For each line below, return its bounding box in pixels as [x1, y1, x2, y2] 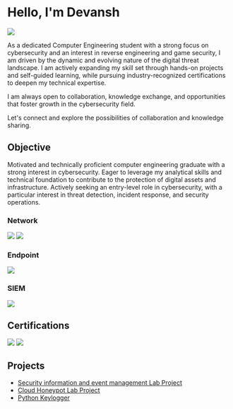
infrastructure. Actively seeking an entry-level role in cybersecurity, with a [7, 183, 222, 191]
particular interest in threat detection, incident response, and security [7, 190, 210, 199]
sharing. [7, 121, 32, 129]
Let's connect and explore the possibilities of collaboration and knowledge [7, 113, 225, 122]
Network [7, 215, 38, 225]
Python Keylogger [17, 393, 71, 402]
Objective [7, 142, 52, 154]
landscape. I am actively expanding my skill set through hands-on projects [7, 63, 224, 71]
